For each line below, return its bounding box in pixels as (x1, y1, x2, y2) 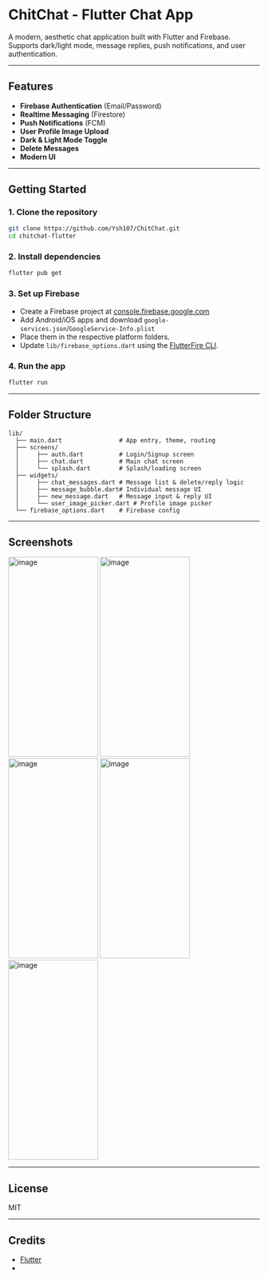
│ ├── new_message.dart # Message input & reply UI (15, 492, 213, 501)
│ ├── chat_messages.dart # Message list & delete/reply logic (15, 478, 245, 486)
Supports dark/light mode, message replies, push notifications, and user (8, 40, 246, 50)
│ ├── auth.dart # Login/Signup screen (15, 450, 195, 458)
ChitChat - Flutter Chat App (8, 6, 194, 24)
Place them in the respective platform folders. (19, 332, 170, 341)
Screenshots (8, 536, 73, 549)
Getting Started (8, 182, 87, 197)
